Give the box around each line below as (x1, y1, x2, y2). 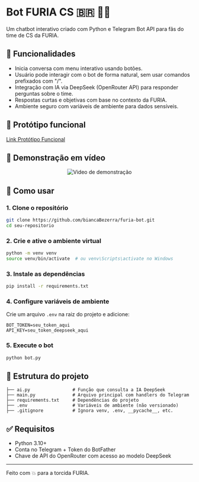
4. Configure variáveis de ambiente (6, 297, 110, 305)
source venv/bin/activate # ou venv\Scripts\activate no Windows (6, 256, 174, 262)
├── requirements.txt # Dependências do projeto (6, 398, 139, 404)
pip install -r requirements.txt (6, 283, 89, 289)
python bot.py (6, 355, 41, 361)
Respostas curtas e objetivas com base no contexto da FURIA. (14, 96, 167, 103)
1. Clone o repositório (6, 203, 69, 212)
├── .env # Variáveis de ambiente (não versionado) (6, 402, 179, 409)
